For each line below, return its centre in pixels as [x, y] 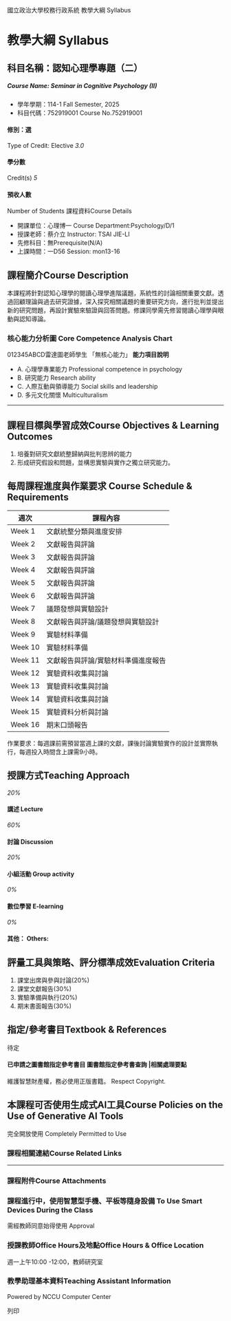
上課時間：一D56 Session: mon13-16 [68, 251]
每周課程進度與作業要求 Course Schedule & [100, 486]
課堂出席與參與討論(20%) [53, 980]
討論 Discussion [30, 841]
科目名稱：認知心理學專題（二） [75, 68]
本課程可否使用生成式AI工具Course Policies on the [115, 1105]
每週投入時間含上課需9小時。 [60, 751]
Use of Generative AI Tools [65, 1116]
